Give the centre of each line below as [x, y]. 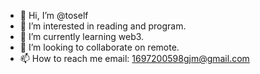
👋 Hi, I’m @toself [54, 15]
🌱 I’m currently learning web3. [82, 36]
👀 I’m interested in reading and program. [103, 26]
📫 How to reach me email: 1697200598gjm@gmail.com [134, 58]
